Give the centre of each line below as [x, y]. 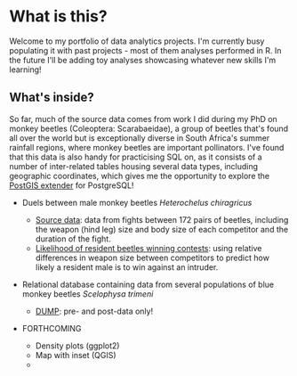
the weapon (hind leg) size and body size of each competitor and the [162, 229]
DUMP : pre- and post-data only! [94, 311]
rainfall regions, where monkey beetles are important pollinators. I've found [147, 147]
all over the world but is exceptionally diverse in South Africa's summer [140, 138]
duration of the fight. [73, 239]
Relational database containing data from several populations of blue [148, 284]
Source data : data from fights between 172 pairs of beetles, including [162, 219]
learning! [25, 69]
